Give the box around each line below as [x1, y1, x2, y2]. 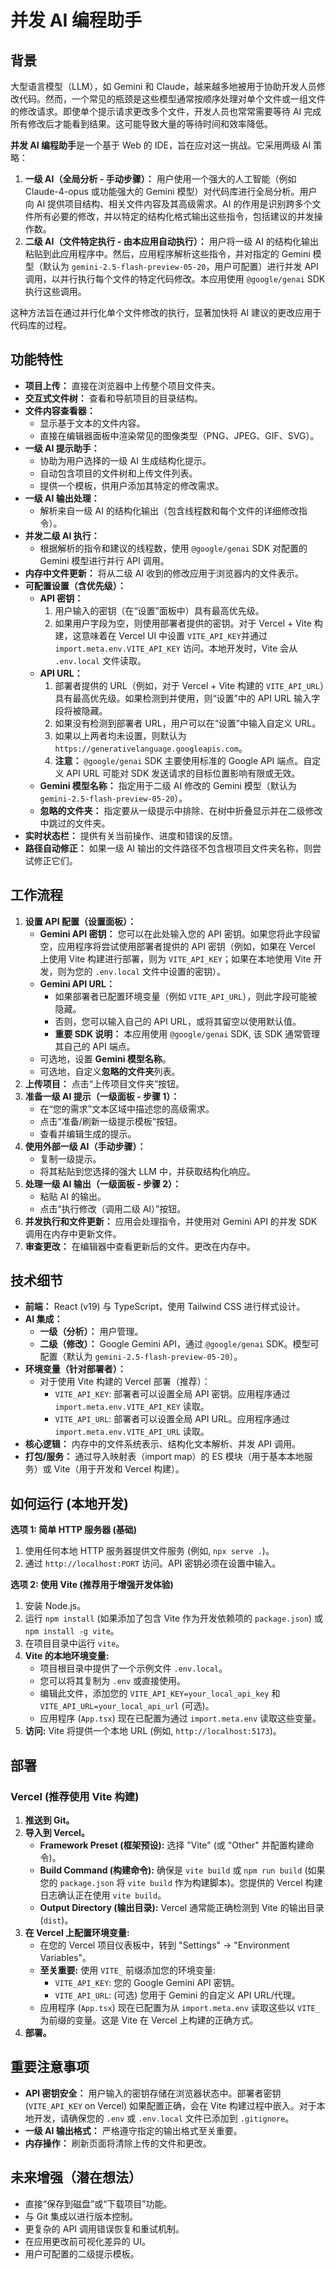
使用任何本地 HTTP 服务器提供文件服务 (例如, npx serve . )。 [24, 1545, 275, 1557]
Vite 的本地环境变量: [24, 1650, 110, 1662]
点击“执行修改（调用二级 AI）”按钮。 [39, 1202, 187, 1215]
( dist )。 [39, 1914, 74, 1926]
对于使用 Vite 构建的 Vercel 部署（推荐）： [39, 1376, 211, 1388]
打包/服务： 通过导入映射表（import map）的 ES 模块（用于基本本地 [24, 1451, 305, 1463]
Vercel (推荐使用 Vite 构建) [10, 1789, 140, 1803]
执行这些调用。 [24, 286, 87, 297]
